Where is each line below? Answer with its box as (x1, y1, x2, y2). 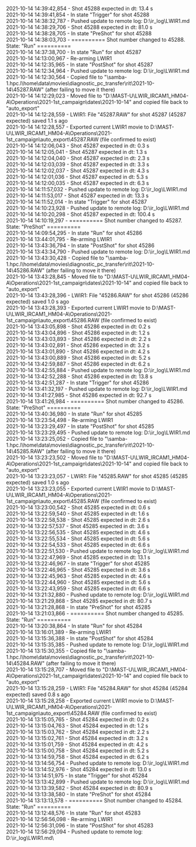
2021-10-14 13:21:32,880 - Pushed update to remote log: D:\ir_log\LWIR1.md (6, 591, 189, 598)
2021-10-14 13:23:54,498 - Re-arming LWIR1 (6, 417, 114, 423)
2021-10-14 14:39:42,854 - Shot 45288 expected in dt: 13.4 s (6, 5, 153, 12)
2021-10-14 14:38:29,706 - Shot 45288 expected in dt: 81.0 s (6, 23, 153, 31)
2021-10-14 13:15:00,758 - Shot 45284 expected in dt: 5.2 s (6, 747, 149, 754)
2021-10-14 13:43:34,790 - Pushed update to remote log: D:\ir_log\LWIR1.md (6, 248, 190, 255)
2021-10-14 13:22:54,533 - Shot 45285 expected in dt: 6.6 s (6, 541, 150, 548)
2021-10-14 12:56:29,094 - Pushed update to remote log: (6, 828, 143, 835)
